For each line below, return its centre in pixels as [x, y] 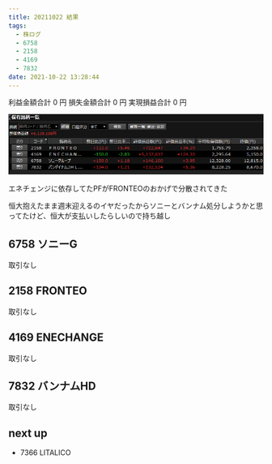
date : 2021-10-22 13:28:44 [54, 77]
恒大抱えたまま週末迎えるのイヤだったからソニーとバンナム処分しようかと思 [136, 206]
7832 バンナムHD [52, 386]
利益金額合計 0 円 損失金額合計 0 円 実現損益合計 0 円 [98, 102]
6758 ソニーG [43, 244]
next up [28, 433]
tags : [17, 26]
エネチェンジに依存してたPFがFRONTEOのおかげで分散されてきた [118, 189]
